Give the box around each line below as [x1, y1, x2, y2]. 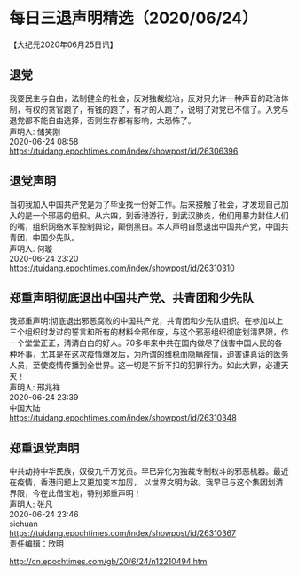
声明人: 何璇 [9, 243, 53, 254]
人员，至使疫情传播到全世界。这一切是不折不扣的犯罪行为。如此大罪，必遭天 [9, 360, 289, 371]
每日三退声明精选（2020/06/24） [9, 8, 258, 28]
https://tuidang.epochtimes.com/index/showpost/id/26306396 [9, 146, 239, 156]
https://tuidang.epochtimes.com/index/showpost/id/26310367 [9, 528, 237, 539]
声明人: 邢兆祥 [9, 382, 60, 393]
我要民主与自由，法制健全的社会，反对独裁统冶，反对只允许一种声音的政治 [9, 92, 281, 103]
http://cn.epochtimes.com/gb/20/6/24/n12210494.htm [9, 556, 208, 567]
